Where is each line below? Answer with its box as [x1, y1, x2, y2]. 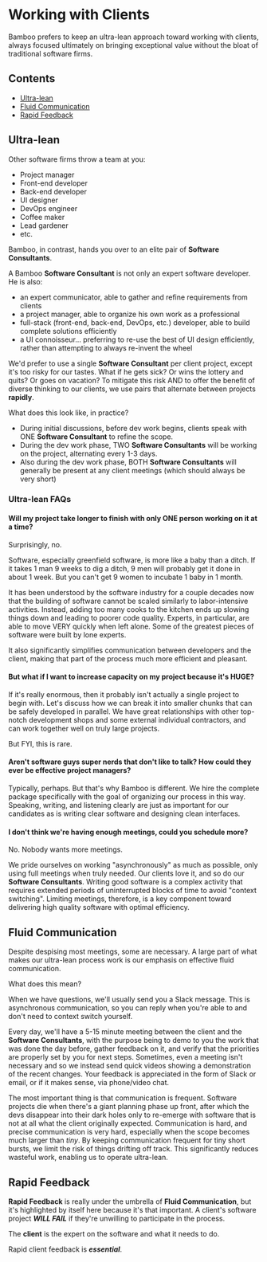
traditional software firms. [8, 49, 93, 58]
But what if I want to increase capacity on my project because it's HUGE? [8, 672, 255, 682]
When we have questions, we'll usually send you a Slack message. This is [8, 994, 251, 1005]
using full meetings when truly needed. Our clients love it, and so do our [8, 868, 245, 878]
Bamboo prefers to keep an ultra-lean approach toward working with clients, [8, 32, 259, 41]
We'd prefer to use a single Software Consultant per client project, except [8, 359, 253, 368]
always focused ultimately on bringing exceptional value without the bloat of [8, 40, 259, 49]
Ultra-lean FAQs [8, 494, 72, 505]
